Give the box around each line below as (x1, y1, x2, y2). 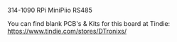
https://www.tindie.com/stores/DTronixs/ (7, 27, 127, 35)
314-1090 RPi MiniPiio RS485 (7, 6, 92, 14)
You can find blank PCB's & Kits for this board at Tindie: (7, 20, 171, 27)
